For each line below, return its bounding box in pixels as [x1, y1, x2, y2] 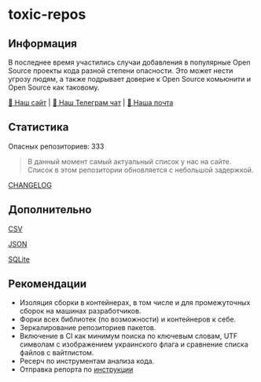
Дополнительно [8, 203, 92, 217]
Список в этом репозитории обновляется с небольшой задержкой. [27, 165, 254, 174]
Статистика [8, 120, 69, 134]
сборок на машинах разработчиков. [19, 307, 142, 316]
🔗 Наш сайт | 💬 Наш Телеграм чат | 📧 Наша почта [8, 98, 174, 107]
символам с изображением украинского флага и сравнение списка [19, 340, 249, 349]
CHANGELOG [8, 180, 53, 189]
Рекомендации [8, 277, 87, 291]
